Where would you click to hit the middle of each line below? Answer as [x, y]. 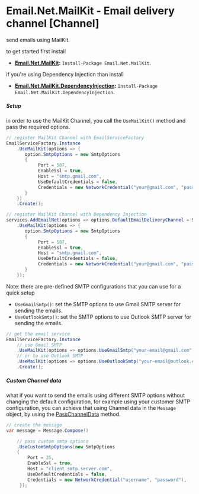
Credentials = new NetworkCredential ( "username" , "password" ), [107, 480]
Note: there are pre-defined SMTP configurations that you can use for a [94, 286]
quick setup [20, 293]
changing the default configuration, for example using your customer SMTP [98, 402]
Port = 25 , [41, 458]
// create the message [34, 425]
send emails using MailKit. [38, 40]
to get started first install [36, 51]
